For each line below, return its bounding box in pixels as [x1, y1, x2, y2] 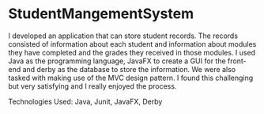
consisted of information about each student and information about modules [8, 39, 257, 48]
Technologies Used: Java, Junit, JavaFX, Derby [8, 97, 163, 106]
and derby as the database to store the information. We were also [22, 64, 236, 74]
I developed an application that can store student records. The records [8, 31, 239, 40]
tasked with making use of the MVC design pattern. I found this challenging [8, 73, 254, 82]
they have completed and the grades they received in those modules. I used [8, 47, 255, 57]
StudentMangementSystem [8, 5, 194, 23]
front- [228, 56, 247, 66]
